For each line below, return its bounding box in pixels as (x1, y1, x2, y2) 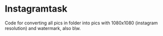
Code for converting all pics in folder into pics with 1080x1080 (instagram (5, 20, 158, 26)
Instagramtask (5, 3, 68, 15)
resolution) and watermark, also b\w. (5, 25, 81, 31)
